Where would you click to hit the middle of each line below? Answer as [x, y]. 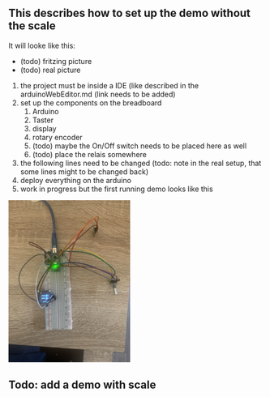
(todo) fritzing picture [56, 61]
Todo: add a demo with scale [82, 385]
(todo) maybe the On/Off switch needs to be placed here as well [139, 146]
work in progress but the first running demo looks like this [116, 189]
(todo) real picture [50, 70]
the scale [32, 26]
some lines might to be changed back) [84, 171]
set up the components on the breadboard [91, 102]
